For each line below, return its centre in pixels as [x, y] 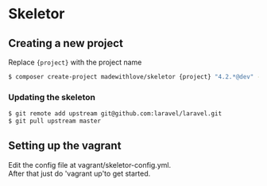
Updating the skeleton [52, 97]
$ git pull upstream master [55, 121]
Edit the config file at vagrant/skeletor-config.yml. [90, 165]
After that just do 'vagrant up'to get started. [79, 173]
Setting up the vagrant [65, 146]
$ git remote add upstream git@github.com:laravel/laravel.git [115, 114]
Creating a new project [66, 43]
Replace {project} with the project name [75, 62]
